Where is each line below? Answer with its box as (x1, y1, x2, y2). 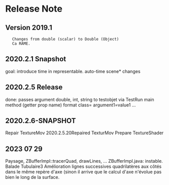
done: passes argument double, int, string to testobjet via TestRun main (5, 96, 154, 102)
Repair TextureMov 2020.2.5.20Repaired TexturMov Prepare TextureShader (5, 130, 164, 136)
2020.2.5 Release (5, 83, 63, 92)
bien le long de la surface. (5, 174, 60, 180)
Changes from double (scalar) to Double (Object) (12, 36, 119, 42)
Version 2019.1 (5, 23, 52, 32)
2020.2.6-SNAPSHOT (5, 117, 76, 125)
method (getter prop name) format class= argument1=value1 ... (5, 102, 136, 108)
